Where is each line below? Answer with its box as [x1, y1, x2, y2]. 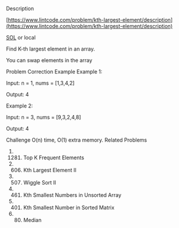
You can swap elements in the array [6, 57, 92, 63]
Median [23, 217, 42, 223]
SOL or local [6, 34, 36, 41]
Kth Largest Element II [23, 167, 77, 173]
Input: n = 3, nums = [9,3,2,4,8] [6, 114, 81, 120]
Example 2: [6, 102, 33, 109]
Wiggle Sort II [23, 179, 57, 186]
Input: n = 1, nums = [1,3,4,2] [6, 79, 75, 86]
